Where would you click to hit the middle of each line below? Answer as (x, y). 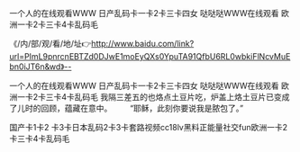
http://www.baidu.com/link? (143, 44)
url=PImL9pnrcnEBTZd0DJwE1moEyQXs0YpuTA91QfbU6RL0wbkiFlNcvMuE (150, 56)
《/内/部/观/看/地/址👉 (50, 44)
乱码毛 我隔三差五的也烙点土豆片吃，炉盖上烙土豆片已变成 (182, 97)
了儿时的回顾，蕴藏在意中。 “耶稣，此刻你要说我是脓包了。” (127, 108)
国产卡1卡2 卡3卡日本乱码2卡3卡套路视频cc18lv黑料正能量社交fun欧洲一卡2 (149, 127)
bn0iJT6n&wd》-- (41, 67)
